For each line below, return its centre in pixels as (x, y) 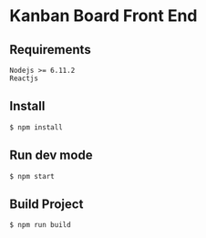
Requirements (50, 50)
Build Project (46, 205)
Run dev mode (51, 155)
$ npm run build (40, 225)
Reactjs (24, 78)
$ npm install (36, 127)
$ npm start (32, 176)
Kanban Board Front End (103, 16)
